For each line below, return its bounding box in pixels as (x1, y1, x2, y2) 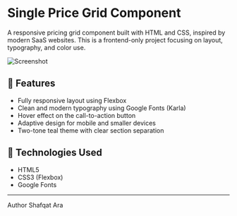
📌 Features (7, 78, 56, 90)
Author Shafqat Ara (7, 200, 63, 209)
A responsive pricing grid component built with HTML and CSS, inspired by (7, 28, 226, 37)
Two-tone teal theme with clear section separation (17, 126, 164, 135)
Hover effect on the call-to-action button (17, 111, 136, 119)
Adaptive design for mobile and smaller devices (17, 119, 157, 127)
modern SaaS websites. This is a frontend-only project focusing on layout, (7, 35, 224, 44)
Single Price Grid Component (7, 5, 181, 21)
